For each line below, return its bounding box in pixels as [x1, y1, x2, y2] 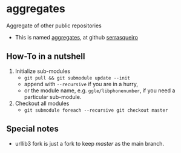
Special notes [6, 124, 59, 134]
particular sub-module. [24, 93, 82, 100]
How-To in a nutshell [6, 51, 85, 62]
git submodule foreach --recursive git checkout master [24, 107, 168, 114]
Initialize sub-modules [15, 67, 71, 75]
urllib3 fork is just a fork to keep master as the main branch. [15, 140, 165, 147]
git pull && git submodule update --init [24, 75, 130, 81]
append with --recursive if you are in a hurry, [24, 80, 138, 87]
